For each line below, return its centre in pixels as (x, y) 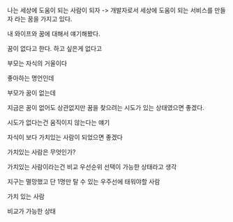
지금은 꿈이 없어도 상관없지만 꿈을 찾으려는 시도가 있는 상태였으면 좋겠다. (106, 108)
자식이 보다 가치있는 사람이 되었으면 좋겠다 (65, 137)
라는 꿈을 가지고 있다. (43, 19)
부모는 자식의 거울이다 (37, 63)
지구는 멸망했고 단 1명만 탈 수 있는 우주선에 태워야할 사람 (84, 182)
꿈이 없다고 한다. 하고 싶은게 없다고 (55, 48)
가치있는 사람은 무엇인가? (42, 152)
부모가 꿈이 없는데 (31, 93)
